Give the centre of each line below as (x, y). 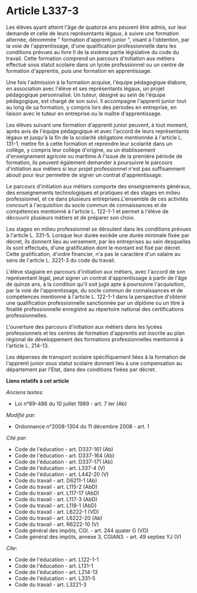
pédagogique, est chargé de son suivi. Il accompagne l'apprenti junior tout (96, 101)
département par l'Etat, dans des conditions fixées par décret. (81, 369)
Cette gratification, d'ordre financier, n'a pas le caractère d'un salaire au (93, 254)
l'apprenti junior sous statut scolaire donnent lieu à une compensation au (94, 363)
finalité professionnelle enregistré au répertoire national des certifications (95, 309)
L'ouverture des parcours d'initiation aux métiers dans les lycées (84, 327)
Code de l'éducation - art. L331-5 (55, 578)
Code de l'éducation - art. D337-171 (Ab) (64, 462)
